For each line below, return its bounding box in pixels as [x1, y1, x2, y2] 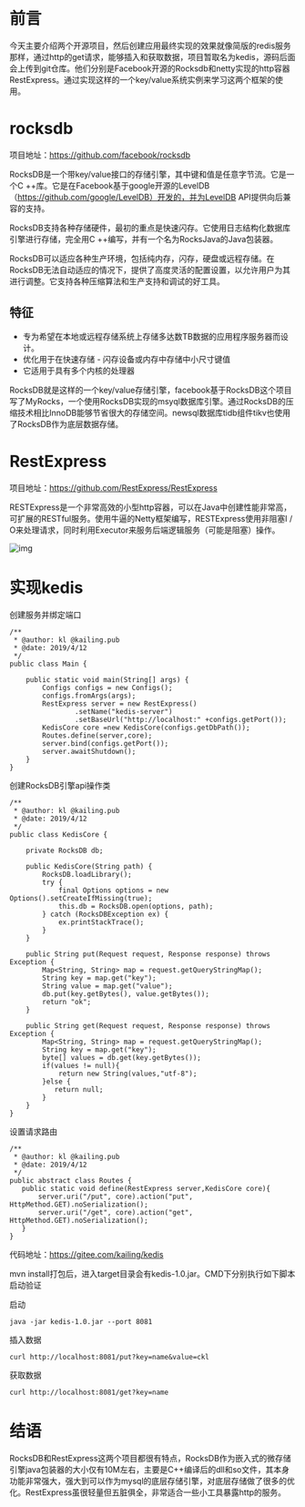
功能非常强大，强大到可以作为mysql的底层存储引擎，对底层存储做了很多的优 [9, 1475, 296, 1486]
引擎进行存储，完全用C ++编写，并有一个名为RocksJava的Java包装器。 [9, 233, 279, 244]
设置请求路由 [9, 1125, 57, 1136]
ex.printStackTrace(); [57, 917, 145, 927]
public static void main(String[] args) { [25, 675, 189, 684]
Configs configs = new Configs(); [42, 683, 173, 692]
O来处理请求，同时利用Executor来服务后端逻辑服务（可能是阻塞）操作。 [9, 524, 280, 535]
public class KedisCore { [9, 830, 107, 839]
